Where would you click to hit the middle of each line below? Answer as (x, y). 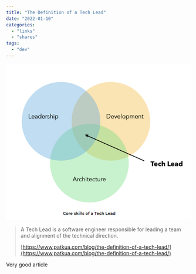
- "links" (23, 31)
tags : (13, 43)
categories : (21, 25)
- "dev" (21, 50)
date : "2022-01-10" (30, 18)
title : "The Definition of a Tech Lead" (56, 12)
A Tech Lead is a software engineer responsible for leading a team (101, 229)
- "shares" (25, 37)
